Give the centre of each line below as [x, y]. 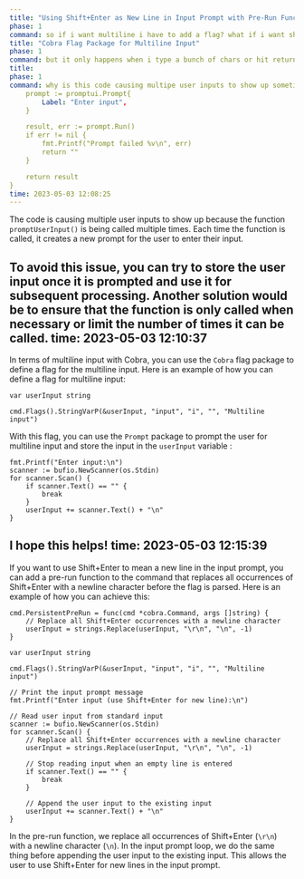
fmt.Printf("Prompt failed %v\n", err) [117, 144]
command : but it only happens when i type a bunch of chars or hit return [153, 60]
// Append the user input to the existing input [119, 803]
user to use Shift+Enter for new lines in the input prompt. [115, 865]
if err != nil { [57, 135]
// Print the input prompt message [76, 692]
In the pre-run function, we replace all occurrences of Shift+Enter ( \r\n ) [143, 836]
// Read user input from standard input [87, 716]
